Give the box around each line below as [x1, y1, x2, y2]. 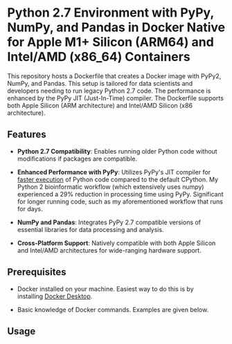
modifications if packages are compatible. [17, 154, 138, 163]
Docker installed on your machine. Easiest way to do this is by [17, 284, 194, 293]
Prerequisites [7, 266, 66, 278]
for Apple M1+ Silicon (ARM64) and [7, 35, 215, 50]
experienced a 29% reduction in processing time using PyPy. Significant [17, 190, 224, 198]
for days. [17, 204, 43, 212]
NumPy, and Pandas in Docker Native [7, 19, 226, 35]
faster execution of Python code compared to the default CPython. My [17, 175, 219, 183]
